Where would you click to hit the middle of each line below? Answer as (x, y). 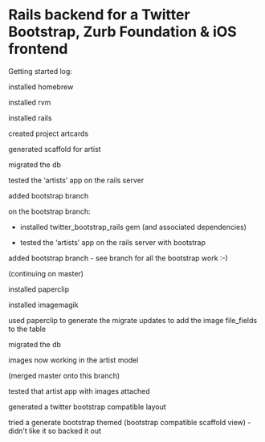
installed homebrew (41, 87)
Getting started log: (40, 71)
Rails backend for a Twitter (99, 15)
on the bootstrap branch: (49, 211)
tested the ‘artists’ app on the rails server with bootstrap (113, 242)
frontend (38, 49)
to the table (27, 329)
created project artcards (49, 133)
